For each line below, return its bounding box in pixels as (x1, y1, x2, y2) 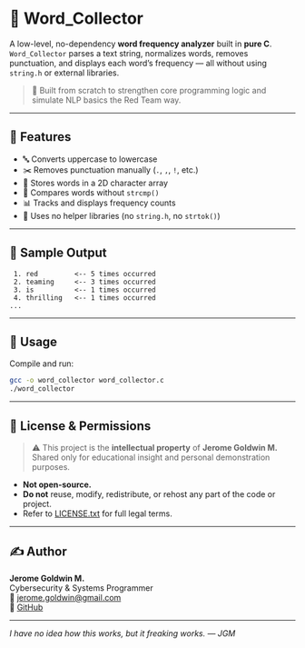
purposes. (31, 461, 71, 472)
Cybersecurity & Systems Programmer (9, 582, 153, 593)
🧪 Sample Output (9, 245, 107, 261)
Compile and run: (9, 358, 74, 369)
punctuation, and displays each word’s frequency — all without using (9, 57, 268, 68)
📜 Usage (9, 334, 57, 349)
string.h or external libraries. (9, 67, 120, 78)
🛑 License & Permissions (9, 418, 152, 434)
